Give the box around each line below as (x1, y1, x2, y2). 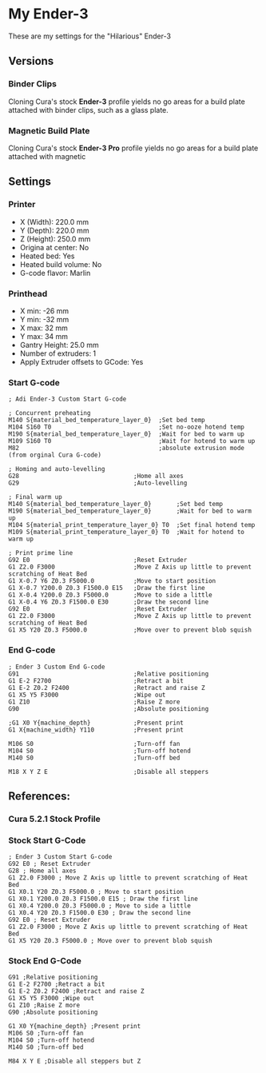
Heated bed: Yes (19, 251, 75, 261)
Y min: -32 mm (19, 314, 69, 324)
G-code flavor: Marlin (19, 268, 91, 277)
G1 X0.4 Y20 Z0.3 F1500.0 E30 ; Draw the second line (8, 909, 192, 917)
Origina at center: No (19, 242, 89, 252)
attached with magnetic (8, 151, 86, 161)
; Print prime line (8, 549, 73, 557)
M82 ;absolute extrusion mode (8, 445, 245, 453)
